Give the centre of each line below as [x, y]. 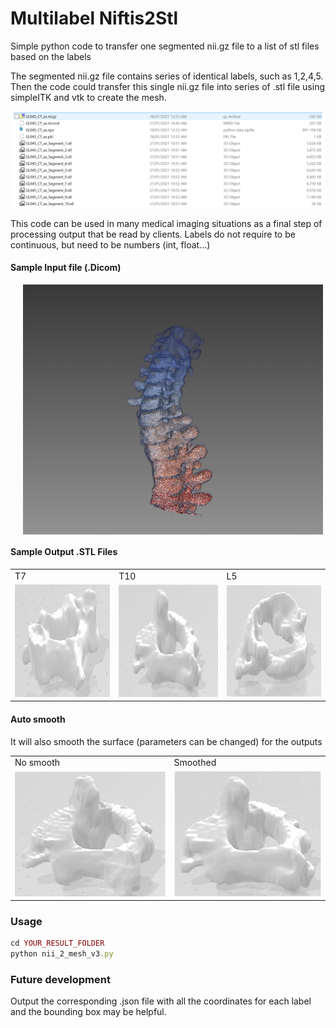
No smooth [37, 763]
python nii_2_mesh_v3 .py [62, 954]
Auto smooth [38, 719]
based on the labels [51, 56]
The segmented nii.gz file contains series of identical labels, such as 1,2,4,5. [167, 76]
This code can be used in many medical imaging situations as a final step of [166, 223]
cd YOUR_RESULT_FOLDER [57, 943]
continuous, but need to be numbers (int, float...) [110, 244]
